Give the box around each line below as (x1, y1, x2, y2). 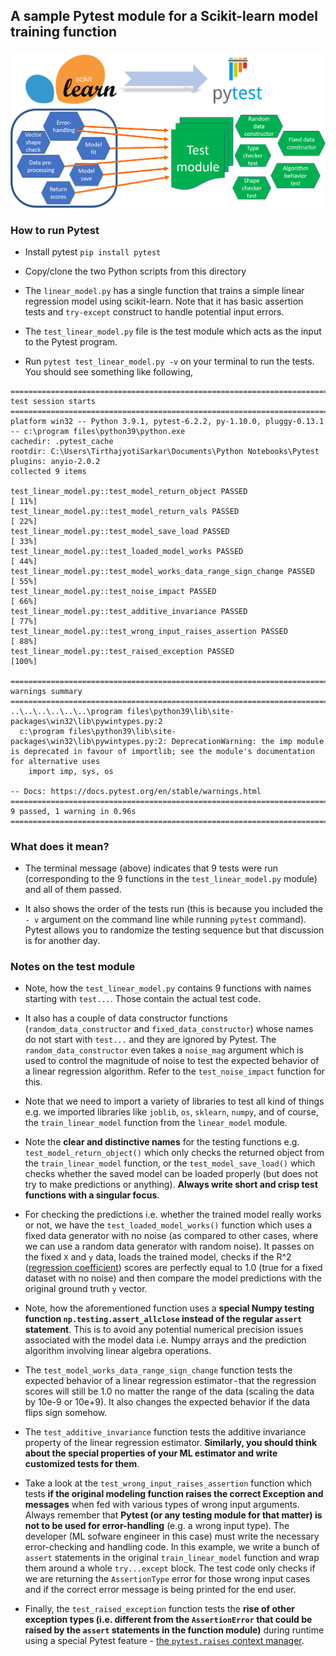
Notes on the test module (10, 960, 136, 974)
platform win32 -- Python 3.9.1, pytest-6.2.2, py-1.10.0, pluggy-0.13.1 (10, 416, 325, 426)
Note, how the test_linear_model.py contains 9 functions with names (24, 982, 312, 994)
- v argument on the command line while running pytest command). (24, 914, 307, 926)
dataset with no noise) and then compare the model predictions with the (24, 1272, 322, 1284)
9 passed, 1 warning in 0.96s (10, 806, 137, 816)
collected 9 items (10, 466, 87, 476)
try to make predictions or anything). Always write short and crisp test (24, 1179, 318, 1191)
